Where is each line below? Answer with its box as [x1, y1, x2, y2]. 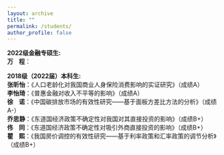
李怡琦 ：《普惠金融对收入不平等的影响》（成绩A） [7, 89, 144, 97]
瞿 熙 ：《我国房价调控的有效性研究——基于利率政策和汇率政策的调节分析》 [7, 132, 217, 141]
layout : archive [7, 10, 53, 17]
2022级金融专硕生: [7, 49, 61, 57]
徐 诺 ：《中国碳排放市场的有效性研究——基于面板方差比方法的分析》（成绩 [7, 97, 217, 106]
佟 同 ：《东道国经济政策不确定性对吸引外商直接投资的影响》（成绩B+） [7, 123, 207, 132]
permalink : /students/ [7, 23, 72, 29]
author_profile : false [7, 29, 72, 36]
